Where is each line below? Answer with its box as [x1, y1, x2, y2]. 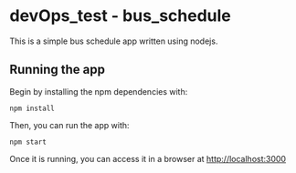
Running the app [9, 62, 105, 77]
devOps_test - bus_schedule [9, 5, 231, 26]
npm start [9, 137, 48, 147]
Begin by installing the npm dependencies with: [9, 86, 188, 97]
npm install [9, 104, 55, 113]
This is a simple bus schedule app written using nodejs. [9, 36, 218, 46]
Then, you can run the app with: [9, 119, 130, 130]
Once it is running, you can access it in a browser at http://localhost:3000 [9, 153, 286, 164]
